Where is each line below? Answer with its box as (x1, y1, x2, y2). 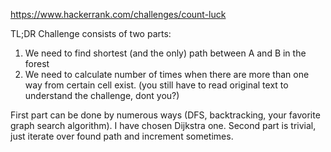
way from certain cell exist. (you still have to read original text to (24, 79, 289, 91)
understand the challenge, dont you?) (24, 90, 180, 101)
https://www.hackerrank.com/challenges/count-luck (10, 9, 227, 20)
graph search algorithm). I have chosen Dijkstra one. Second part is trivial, (10, 120, 317, 131)
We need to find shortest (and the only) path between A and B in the (24, 47, 307, 59)
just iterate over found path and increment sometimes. (10, 130, 234, 142)
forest (24, 58, 50, 69)
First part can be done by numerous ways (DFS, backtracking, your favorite (10, 109, 321, 121)
